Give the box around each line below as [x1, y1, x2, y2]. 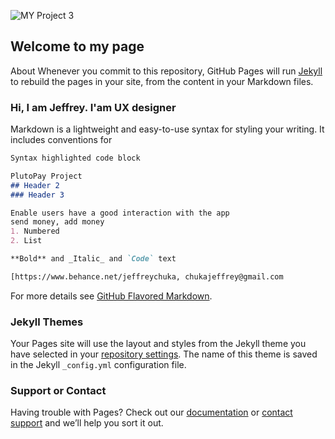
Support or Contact [10, 384, 107, 398]
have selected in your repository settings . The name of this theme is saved [10, 348, 318, 360]
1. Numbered [10, 226, 60, 237]
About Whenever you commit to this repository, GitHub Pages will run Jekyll [10, 65, 323, 77]
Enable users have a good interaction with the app [10, 208, 230, 218]
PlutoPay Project [10, 171, 83, 181]
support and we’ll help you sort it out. [10, 417, 164, 429]
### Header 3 [10, 190, 65, 200]
